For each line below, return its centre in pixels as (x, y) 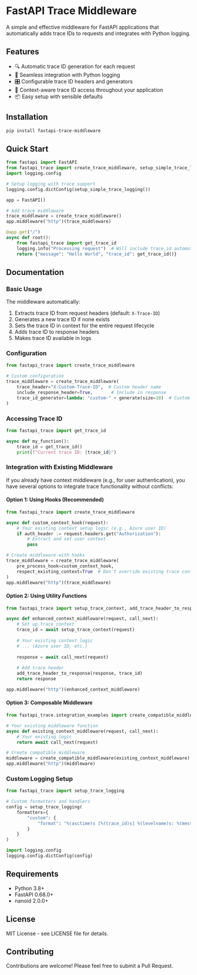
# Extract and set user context (67, 539)
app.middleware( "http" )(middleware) (51, 764)
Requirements (32, 874)
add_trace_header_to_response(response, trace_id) (80, 674)
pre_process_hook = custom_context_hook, (65, 566)
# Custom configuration (35, 376)
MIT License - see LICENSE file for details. (57, 933)
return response (37, 679)
